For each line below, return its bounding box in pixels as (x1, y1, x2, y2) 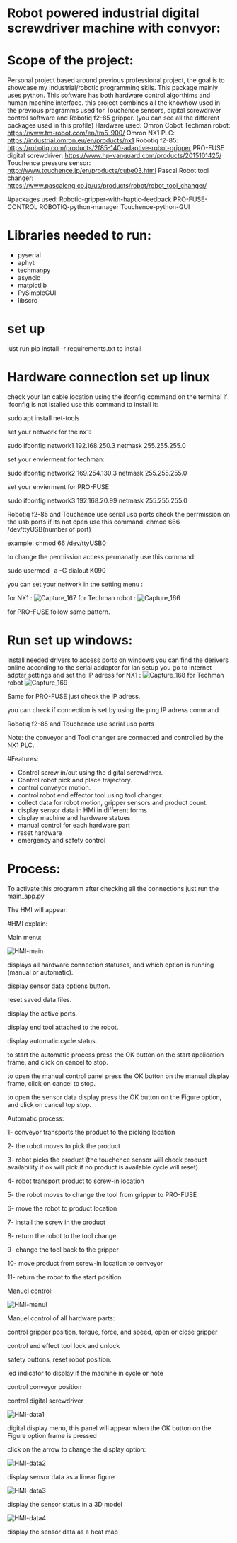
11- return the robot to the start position (7, 1272, 122, 1281)
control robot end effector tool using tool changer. (17, 790, 163, 799)
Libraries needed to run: (7, 228, 152, 244)
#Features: (7, 754, 39, 763)
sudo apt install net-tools (7, 413, 80, 422)
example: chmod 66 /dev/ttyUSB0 (7, 539, 106, 547)
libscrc (17, 296, 37, 305)
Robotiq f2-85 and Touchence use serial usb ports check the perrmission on (7, 510, 231, 518)
